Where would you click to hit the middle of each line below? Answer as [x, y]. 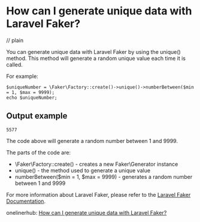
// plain [15, 40]
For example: [22, 76]
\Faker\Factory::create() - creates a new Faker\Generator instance [96, 164]
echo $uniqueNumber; [32, 98]
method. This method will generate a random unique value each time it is [96, 58]
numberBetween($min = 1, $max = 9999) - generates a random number [104, 177]
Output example [37, 116]
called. [14, 65]
